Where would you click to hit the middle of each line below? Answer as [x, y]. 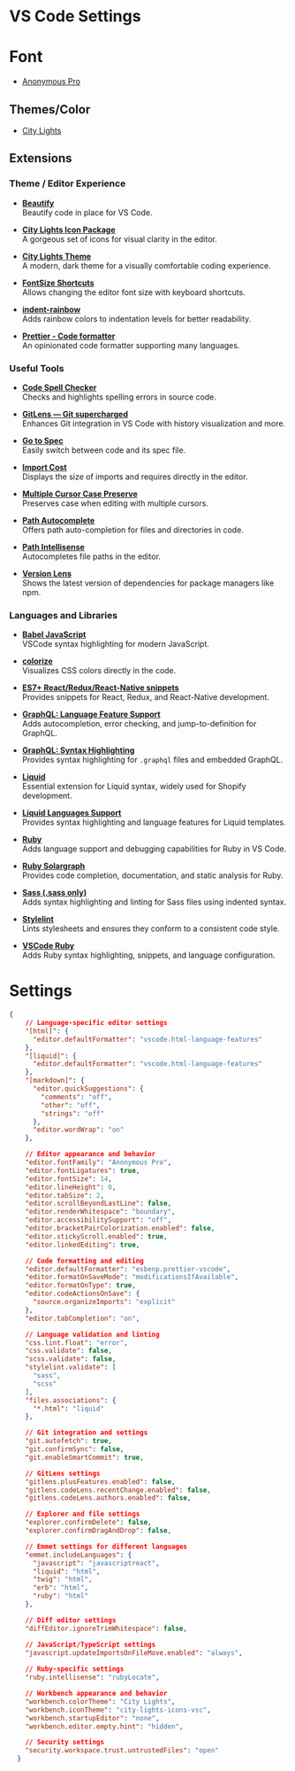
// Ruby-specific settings [75, 1669]
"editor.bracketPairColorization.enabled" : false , [120, 1229]
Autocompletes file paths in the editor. [91, 556]
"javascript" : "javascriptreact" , [96, 1563]
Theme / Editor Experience [68, 183]
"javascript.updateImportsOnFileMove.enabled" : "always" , [134, 1653]
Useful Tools [37, 368]
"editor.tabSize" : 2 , [64, 1195]
